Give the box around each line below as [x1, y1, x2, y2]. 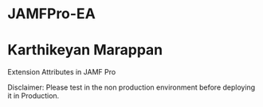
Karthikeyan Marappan [7, 41, 163, 59]
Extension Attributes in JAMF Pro [7, 67, 116, 77]
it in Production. [7, 91, 60, 101]
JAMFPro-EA [7, 5, 96, 23]
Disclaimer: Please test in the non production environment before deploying [7, 82, 256, 92]
